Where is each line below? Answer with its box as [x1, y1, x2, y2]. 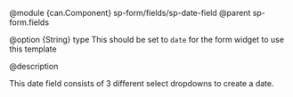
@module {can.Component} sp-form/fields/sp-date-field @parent [9, 8, 251, 18]
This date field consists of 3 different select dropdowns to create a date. [9, 78, 274, 88]
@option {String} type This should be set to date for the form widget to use [9, 35, 285, 44]
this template [9, 44, 57, 54]
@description [9, 61, 59, 71]
